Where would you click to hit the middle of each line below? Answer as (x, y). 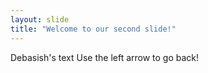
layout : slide (40, 19)
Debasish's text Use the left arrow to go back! (105, 57)
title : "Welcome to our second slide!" (93, 29)
